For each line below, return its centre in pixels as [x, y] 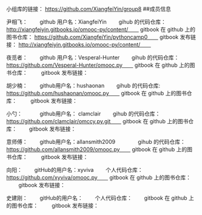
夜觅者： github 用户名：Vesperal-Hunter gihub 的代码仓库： [93, 57]
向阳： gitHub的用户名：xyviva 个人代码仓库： [75, 170]
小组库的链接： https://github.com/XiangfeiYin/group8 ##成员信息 [89, 9]
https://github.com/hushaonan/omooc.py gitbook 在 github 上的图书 [96, 93]
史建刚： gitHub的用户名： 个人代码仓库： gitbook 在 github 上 [100, 198]
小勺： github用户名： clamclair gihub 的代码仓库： [83, 114]
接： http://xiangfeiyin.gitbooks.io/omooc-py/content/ [73, 45]
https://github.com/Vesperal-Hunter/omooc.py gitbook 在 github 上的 [98, 65]
